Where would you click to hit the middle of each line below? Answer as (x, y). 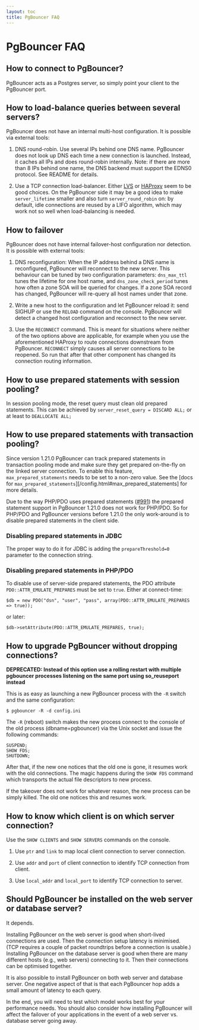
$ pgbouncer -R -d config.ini (44, 711)
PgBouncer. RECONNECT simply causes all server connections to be (95, 348)
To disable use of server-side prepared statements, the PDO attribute (91, 583)
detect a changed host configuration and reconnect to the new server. (101, 318)
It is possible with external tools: (45, 251)
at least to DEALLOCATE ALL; (39, 416)
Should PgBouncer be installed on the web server (99, 899)
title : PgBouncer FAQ (33, 17)
